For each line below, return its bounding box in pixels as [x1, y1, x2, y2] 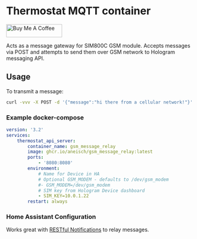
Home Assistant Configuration [6, 213, 96, 221]
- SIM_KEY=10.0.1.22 [37, 193, 89, 199]
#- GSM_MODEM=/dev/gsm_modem [37, 182, 111, 188]
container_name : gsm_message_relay [27, 143, 116, 149]
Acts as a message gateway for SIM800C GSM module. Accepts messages [6, 42, 190, 49]
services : [6, 132, 31, 138]
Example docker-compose [6, 113, 85, 121]
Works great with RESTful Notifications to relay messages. [6, 226, 149, 233]
